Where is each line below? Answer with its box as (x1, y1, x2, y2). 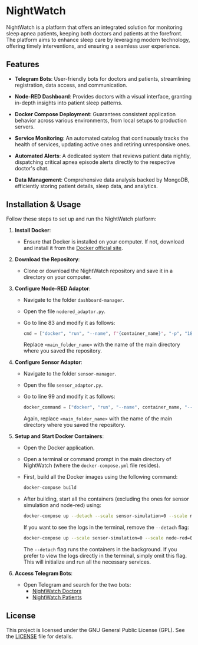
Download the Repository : (14, 255, 80, 263)
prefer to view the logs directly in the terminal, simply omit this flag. (23, 552, 187, 559)
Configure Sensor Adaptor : (14, 358, 82, 366)
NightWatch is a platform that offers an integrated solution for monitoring (6, 24, 183, 31)
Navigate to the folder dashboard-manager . (23, 296, 125, 303)
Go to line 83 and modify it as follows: (23, 319, 115, 326)
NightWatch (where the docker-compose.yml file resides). (23, 462, 160, 469)
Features (6, 60, 39, 70)
